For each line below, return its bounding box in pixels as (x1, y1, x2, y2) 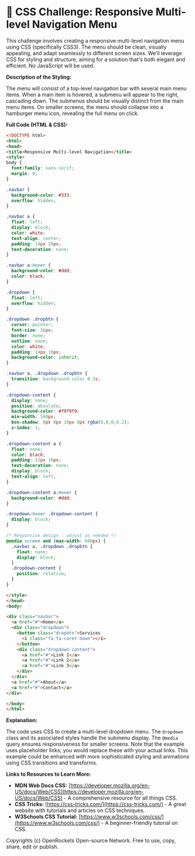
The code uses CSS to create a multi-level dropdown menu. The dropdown (6, 728, 183, 735)
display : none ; (11, 397, 49, 404)
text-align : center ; (11, 235, 61, 241)
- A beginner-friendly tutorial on (101, 820, 178, 827)
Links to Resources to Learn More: (6, 771, 91, 778)
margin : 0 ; (11, 171, 38, 177)
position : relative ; (16, 571, 67, 577)
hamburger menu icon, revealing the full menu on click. (6, 110, 139, 117)
